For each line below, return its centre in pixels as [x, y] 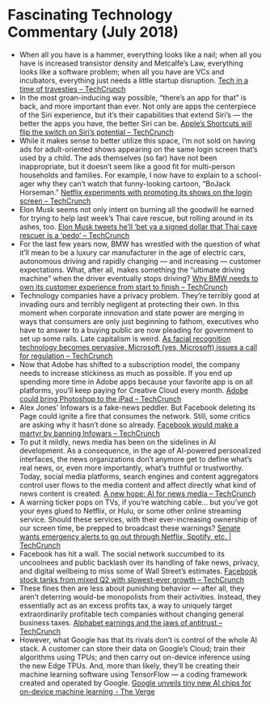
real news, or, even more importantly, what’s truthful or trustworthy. [131, 467]
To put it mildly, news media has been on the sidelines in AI [118, 442]
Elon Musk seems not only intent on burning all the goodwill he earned [137, 209]
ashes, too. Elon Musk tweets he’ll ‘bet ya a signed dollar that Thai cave [138, 226]
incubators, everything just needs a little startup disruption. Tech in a [133, 80]
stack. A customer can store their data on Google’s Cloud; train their [132, 648]
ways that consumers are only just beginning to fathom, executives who [139, 321]
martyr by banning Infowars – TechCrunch [90, 433]
